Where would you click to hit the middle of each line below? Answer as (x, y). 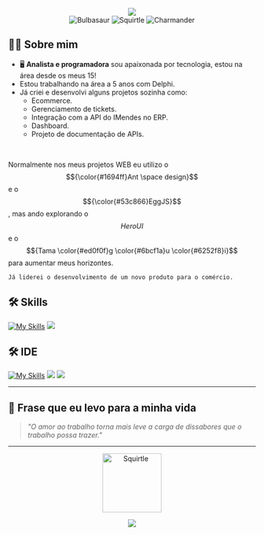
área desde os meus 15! (58, 76)
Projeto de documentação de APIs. (88, 134)
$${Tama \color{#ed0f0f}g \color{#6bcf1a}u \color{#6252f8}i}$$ (132, 250)
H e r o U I (132, 226)
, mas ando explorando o (48, 213)
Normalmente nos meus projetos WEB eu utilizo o (88, 164)
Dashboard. (50, 125)
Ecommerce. (52, 100)
